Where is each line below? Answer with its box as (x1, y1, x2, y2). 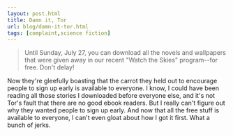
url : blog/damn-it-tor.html (7, 23, 89, 30)
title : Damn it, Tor (7, 17, 68, 24)
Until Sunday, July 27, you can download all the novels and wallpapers (24, 49, 227, 57)
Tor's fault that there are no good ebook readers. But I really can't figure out (7, 99, 225, 108)
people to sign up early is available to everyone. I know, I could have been (7, 84, 220, 92)
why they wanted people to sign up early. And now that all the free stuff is (7, 106, 220, 114)
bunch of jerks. (7, 121, 51, 129)
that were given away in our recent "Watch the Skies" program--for (24, 56, 218, 65)
